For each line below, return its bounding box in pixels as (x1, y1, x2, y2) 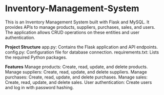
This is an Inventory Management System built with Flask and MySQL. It (5, 19, 150, 25)
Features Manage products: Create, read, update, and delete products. (5, 64, 148, 70)
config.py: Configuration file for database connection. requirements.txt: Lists (5, 49, 159, 55)
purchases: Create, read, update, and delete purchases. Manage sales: (5, 74, 148, 80)
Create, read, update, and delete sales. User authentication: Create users (5, 79, 152, 85)
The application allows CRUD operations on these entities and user (5, 29, 140, 35)
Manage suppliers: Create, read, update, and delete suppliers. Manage (5, 69, 147, 75)
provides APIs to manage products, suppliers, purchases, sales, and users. (5, 24, 155, 30)
